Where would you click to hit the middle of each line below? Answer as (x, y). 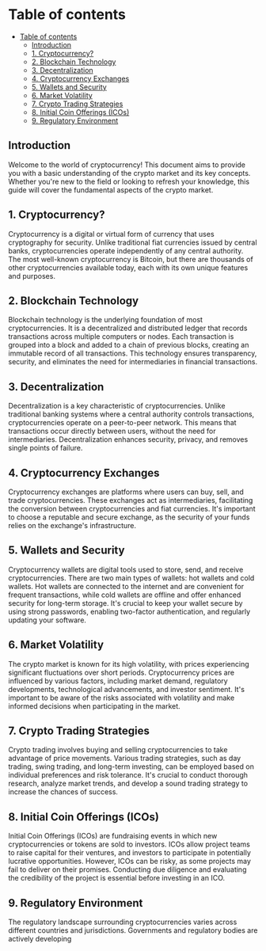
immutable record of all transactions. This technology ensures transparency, (133, 353)
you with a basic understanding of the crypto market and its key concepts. (129, 173)
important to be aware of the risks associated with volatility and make (122, 698)
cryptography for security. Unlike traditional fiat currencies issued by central (133, 242)
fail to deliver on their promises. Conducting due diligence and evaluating (127, 869)
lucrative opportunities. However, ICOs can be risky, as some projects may (130, 862)
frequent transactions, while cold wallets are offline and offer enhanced (125, 595)
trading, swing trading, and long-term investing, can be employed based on (131, 767)
